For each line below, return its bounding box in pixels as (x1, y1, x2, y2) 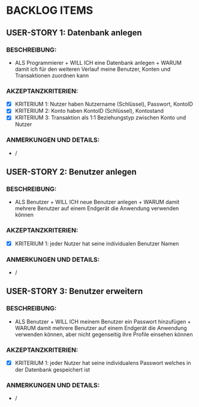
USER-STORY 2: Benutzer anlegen (6, 167, 137, 177)
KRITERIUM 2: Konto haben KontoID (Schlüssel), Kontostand (14, 107, 164, 115)
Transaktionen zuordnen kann (14, 71, 89, 79)
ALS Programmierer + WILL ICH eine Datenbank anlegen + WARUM (14, 59, 182, 66)
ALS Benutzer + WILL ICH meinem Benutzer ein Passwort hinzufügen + (14, 318, 191, 325)
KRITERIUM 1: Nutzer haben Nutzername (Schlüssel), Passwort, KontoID (14, 100, 194, 108)
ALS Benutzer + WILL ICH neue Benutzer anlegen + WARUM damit (14, 199, 180, 206)
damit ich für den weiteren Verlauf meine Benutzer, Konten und (14, 65, 171, 73)
